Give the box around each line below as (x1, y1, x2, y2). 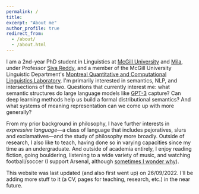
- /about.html (11, 42, 46, 48)
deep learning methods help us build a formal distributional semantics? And (6, 96, 191, 103)
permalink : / (6, 8, 39, 15)
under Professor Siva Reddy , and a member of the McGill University (6, 64, 172, 71)
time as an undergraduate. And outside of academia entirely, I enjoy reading (6, 145, 192, 152)
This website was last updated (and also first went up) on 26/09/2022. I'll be (6, 169, 194, 176)
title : (6, 14, 23, 20)
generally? (6, 108, 32, 116)
